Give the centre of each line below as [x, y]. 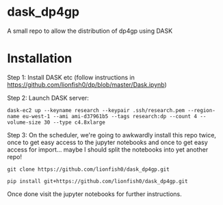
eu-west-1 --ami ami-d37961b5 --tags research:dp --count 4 [109, 116]
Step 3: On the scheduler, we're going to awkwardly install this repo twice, [112, 135]
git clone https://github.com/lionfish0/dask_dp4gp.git [88, 169]
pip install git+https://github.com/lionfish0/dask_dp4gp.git [97, 181]
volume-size [24, 122]
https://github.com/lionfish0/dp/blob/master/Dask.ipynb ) [87, 84]
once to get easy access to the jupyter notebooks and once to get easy [107, 142]
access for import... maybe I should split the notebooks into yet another [108, 149]
